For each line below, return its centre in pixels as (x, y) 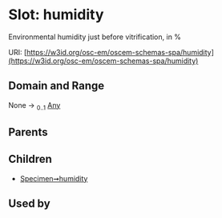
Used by (29, 204)
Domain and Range (57, 86)
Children (30, 159)
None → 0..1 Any (34, 106)
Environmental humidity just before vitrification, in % (95, 37)
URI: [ (18, 52)
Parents (28, 132)
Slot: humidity (56, 15)
